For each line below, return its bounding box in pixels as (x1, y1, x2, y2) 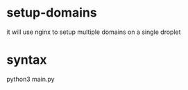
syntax (6, 52, 47, 68)
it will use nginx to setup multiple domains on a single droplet (6, 28, 181, 36)
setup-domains (6, 5, 98, 21)
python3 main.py (6, 75, 55, 83)
